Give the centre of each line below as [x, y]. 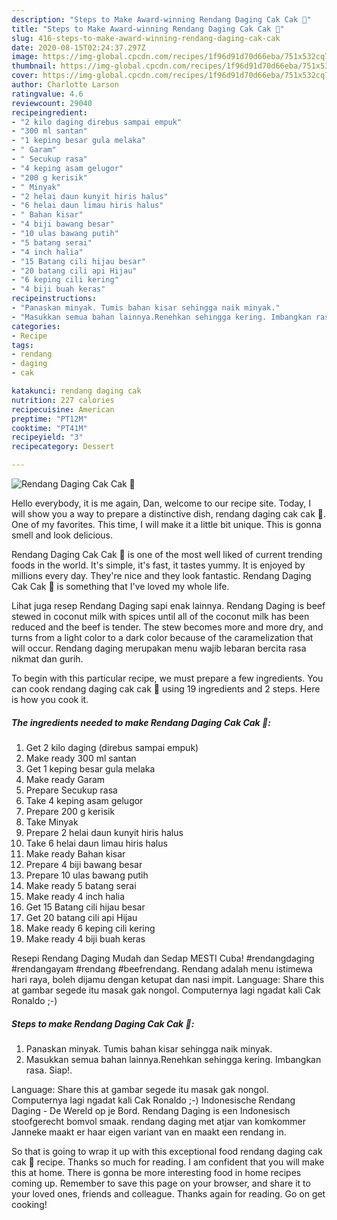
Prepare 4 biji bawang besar [84, 864]
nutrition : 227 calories [63, 400]
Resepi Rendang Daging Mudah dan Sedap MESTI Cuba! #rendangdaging [163, 958]
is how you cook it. [50, 699]
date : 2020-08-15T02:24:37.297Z [78, 47]
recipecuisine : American [63, 409]
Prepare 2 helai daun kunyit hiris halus [104, 832]
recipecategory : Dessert [63, 447]
